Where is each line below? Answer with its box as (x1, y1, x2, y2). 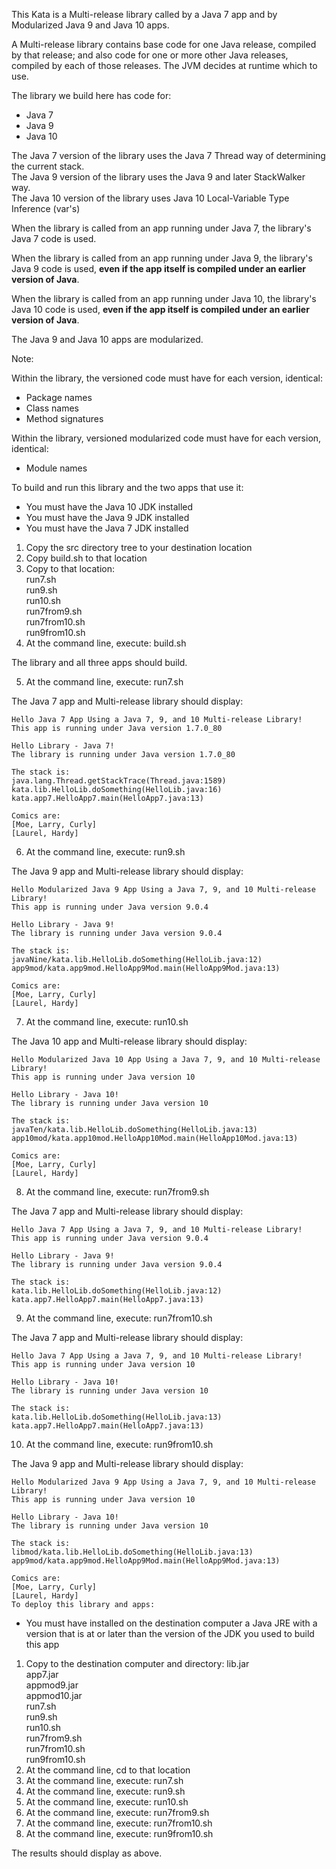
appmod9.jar (25, 1679, 79, 1691)
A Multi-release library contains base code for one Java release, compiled (11, 39, 317, 50)
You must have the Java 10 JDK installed (25, 501, 194, 513)
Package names (25, 392, 93, 403)
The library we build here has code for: (11, 90, 172, 101)
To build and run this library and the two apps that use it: (11, 482, 244, 493)
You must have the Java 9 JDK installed (25, 512, 190, 523)
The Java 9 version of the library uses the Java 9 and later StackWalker (11, 171, 306, 183)
